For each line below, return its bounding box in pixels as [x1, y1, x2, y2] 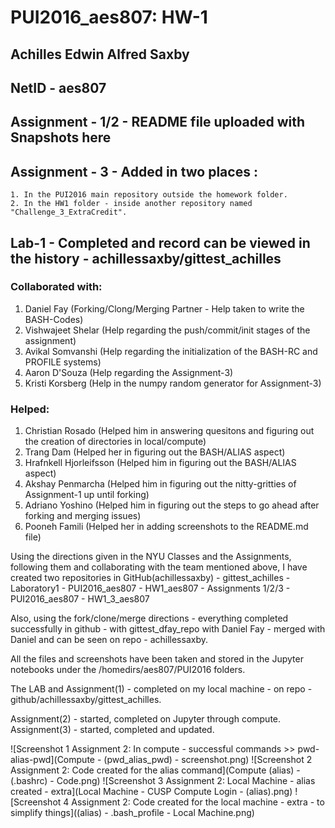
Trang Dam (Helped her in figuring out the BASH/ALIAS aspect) [24, 446, 286, 458]
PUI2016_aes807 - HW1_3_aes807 [10, 593, 150, 605]
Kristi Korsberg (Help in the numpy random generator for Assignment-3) [24, 377, 322, 389]
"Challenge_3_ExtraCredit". [10, 207, 128, 218]
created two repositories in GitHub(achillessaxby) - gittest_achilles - [10, 572, 291, 584]
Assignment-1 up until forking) [24, 489, 150, 501]
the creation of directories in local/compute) [24, 436, 207, 448]
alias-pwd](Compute [10, 754, 95, 766]
